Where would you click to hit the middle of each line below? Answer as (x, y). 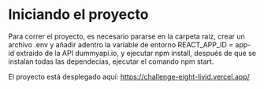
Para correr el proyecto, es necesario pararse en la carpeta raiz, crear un (127, 36)
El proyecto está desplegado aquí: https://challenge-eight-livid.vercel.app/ (129, 76)
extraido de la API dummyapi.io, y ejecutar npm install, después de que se (136, 53)
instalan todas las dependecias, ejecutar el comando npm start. (111, 61)
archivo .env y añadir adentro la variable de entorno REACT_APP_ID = (121, 44)
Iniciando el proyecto (78, 15)
